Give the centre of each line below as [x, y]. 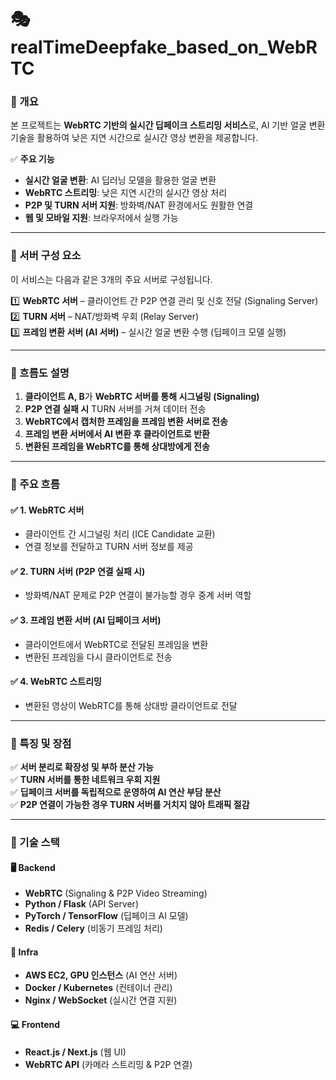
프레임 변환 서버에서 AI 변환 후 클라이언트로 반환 [117, 434]
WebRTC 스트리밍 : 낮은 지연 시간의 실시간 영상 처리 [126, 193]
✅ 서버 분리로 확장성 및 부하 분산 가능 [82, 767]
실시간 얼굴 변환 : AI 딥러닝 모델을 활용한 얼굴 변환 [120, 180]
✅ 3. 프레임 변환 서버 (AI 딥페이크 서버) [86, 620]
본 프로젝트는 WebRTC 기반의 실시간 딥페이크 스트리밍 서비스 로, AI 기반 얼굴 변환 [168, 125]
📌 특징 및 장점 [41, 743]
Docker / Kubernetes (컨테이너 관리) [98, 988]
